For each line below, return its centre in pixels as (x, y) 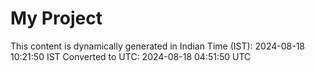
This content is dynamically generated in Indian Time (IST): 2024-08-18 (157, 46)
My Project (56, 18)
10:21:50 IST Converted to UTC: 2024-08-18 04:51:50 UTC (131, 56)
